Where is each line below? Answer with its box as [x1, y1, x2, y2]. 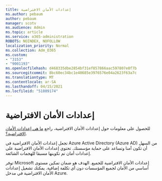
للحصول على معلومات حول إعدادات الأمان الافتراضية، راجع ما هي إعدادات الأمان [5, 126, 151, 131]
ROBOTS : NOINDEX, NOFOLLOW [5, 39, 61, 44]
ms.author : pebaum [5, 12, 43, 17]
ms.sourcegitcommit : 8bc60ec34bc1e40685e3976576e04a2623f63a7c [5, 71, 137, 75]
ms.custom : [5, 52, 28, 57]
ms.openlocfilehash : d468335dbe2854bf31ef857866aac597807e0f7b [5, 66, 137, 71]
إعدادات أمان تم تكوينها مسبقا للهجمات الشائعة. [5, 150, 91, 156]
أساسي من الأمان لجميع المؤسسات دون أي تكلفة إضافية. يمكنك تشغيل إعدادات [5, 165, 149, 171]
